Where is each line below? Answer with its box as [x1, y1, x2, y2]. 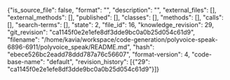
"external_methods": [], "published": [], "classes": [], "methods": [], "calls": [7, 13, 224, 22]
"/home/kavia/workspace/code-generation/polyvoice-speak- [41, 35, 219, 44]
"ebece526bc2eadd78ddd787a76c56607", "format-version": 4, [7, 50, 191, 58]
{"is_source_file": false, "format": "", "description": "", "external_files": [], [7, 6, 217, 14]
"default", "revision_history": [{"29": [46, 58, 151, 65]
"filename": [7, 35, 40, 44]
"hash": [133, 43, 155, 51]
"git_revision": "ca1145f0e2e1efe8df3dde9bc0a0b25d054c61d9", [7, 28, 195, 36]
